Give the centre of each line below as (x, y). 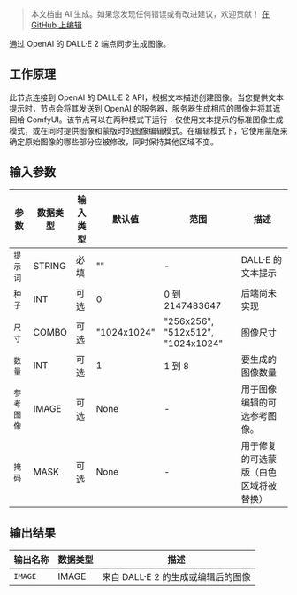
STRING (49, 266)
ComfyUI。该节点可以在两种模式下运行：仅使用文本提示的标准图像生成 (155, 120)
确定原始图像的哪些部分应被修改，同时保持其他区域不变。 (114, 142)
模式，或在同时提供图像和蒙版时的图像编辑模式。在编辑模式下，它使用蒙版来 (148, 130)
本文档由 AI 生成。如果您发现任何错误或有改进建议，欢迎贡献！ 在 (150, 14)
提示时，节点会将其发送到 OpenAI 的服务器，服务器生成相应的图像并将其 (141, 108)
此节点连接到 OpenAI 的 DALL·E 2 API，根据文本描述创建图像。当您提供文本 (147, 97)
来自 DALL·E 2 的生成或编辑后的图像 (176, 577)
